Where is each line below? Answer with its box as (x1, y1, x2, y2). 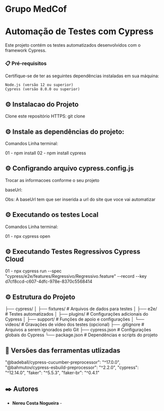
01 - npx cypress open (5, 233, 51, 239)
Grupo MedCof (5, 3, 67, 15)
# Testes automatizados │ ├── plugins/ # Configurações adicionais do (5, 311, 149, 317)
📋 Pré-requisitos (5, 60, 47, 67)
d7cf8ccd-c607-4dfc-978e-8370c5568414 (5, 279, 92, 285)
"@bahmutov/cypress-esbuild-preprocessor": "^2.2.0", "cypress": (5, 365, 139, 371)
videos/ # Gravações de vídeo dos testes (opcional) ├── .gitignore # (5, 322, 144, 327)
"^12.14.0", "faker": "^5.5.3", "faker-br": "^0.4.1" (5, 370, 100, 376)
